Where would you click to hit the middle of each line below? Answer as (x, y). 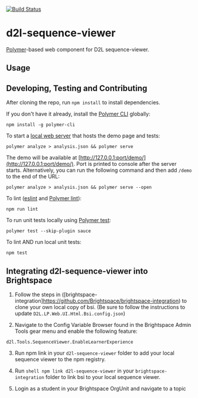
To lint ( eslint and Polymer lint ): (44, 198)
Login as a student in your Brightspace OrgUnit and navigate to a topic (100, 389)
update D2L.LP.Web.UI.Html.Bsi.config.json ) (70, 313)
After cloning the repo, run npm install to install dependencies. (83, 102)
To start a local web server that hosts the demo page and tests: (83, 136)
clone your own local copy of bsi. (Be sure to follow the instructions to (100, 307)
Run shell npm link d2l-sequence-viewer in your (74, 371)
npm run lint (22, 209)
